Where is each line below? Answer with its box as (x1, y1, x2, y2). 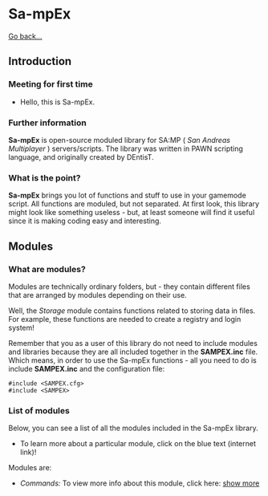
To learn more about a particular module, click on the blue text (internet (19, 439, 257, 449)
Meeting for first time (8, 79, 94, 90)
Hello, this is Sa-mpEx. (19, 97, 95, 107)
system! (8, 323, 35, 332)
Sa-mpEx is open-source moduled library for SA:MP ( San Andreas (8, 135, 231, 144)
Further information (8, 117, 87, 128)
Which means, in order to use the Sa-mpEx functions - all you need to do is (8, 355, 257, 365)
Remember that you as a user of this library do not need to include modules (8, 338, 258, 348)
